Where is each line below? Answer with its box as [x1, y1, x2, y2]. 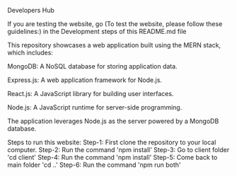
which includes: [7, 49, 53, 57]
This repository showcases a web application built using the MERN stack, [7, 41, 221, 49]
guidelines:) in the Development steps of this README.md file [7, 28, 187, 35]
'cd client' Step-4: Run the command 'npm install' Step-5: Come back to [7, 153, 218, 161]
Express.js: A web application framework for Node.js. [7, 76, 163, 84]
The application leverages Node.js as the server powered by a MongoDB [7, 117, 219, 125]
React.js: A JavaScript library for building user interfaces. [7, 90, 174, 98]
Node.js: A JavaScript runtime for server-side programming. [7, 103, 183, 112]
